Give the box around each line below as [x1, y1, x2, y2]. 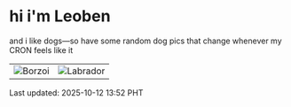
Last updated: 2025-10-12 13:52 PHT [9, 87, 144, 98]
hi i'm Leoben [9, 6, 111, 27]
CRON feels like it [9, 44, 74, 55]
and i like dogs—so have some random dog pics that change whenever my [9, 35, 282, 46]
